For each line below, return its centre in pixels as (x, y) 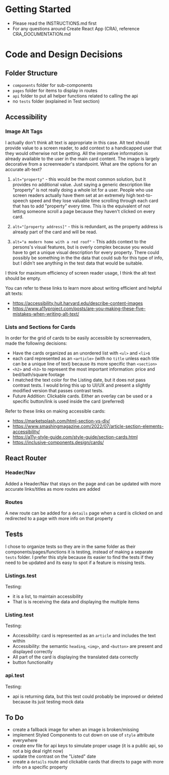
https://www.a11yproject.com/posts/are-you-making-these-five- (79, 308)
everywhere (25, 740)
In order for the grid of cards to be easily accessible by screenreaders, (78, 338)
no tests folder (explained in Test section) (56, 101)
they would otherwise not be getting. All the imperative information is (77, 153)
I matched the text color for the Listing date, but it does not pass (79, 380)
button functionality (33, 662)
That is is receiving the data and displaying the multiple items (76, 602)
